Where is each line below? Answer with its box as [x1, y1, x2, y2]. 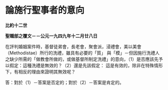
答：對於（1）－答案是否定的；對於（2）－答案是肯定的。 [5, 79, 124, 85]
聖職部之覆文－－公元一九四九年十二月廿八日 [5, 33, 98, 39]
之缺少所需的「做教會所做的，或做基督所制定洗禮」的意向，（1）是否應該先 [5, 56, 159, 62]
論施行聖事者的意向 [5, 5, 85, 16]
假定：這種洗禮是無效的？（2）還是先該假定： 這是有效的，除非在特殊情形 [9, 62, 163, 68]
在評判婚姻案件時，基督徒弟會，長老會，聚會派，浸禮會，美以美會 [5, 43, 141, 49]
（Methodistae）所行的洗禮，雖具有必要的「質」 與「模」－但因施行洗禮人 [5, 50, 160, 56]
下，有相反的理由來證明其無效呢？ [5, 68, 76, 74]
